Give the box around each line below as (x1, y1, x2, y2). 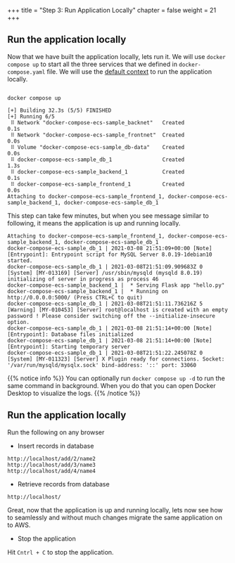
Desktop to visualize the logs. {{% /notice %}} (7, 389, 141, 397)
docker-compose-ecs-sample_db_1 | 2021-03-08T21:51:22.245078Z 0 (7, 349, 203, 356)
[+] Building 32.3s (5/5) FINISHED (7, 107, 112, 114)
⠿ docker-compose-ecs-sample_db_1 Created (10, 156, 185, 163)
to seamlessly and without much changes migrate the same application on (7, 513, 223, 522)
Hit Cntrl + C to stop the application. (7, 548, 114, 556)
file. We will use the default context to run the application (46, 67, 212, 76)
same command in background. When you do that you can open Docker (7, 381, 216, 389)
